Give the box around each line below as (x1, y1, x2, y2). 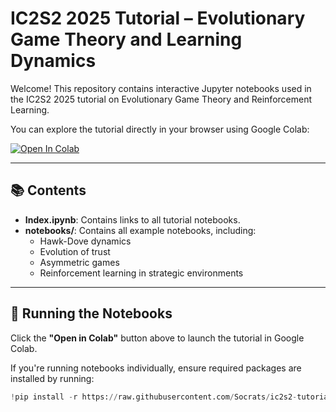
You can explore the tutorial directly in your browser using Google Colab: (10, 123, 310, 135)
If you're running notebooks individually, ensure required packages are (10, 362, 302, 374)
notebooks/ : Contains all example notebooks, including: (24, 224, 257, 236)
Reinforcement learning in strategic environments (39, 267, 244, 279)
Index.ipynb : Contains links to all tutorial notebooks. (24, 213, 241, 226)
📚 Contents (10, 182, 87, 199)
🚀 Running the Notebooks (10, 305, 173, 322)
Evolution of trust (39, 245, 111, 257)
